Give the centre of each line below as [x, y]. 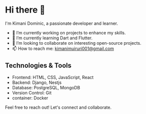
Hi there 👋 [25, 10]
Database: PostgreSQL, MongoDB [46, 87]
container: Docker [30, 98]
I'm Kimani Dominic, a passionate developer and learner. [62, 23]
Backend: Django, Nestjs [37, 82]
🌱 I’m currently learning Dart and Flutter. [52, 38]
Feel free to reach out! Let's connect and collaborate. [58, 107]
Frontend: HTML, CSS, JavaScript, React [53, 77]
